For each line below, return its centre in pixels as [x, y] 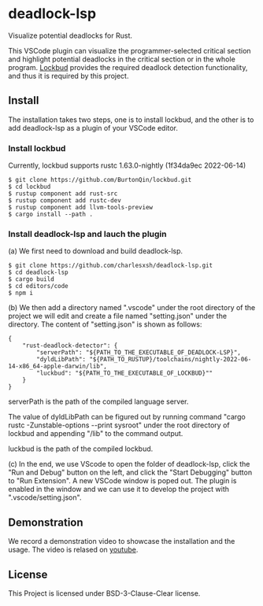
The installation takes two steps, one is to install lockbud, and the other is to [131, 120]
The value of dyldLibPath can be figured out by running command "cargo [127, 417]
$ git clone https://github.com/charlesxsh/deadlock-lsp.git [111, 266]
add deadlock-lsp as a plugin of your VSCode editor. [93, 127]
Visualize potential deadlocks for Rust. [70, 35]
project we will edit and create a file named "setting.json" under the [117, 316]
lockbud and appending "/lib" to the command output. [96, 434]
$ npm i [21, 293]
